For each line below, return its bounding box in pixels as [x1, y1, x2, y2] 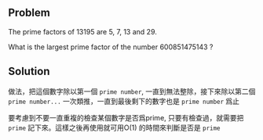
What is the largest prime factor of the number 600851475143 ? [8, 42, 214, 52]
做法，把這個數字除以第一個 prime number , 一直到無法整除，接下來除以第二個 [8, 86, 256, 96]
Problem [8, 6, 51, 20]
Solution [8, 65, 50, 78]
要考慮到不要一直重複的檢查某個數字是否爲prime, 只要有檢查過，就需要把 [8, 113, 244, 122]
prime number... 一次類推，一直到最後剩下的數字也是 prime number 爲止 [8, 96, 240, 106]
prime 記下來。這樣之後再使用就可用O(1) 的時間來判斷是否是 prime [8, 123, 221, 132]
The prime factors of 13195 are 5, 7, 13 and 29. [8, 27, 157, 36]
